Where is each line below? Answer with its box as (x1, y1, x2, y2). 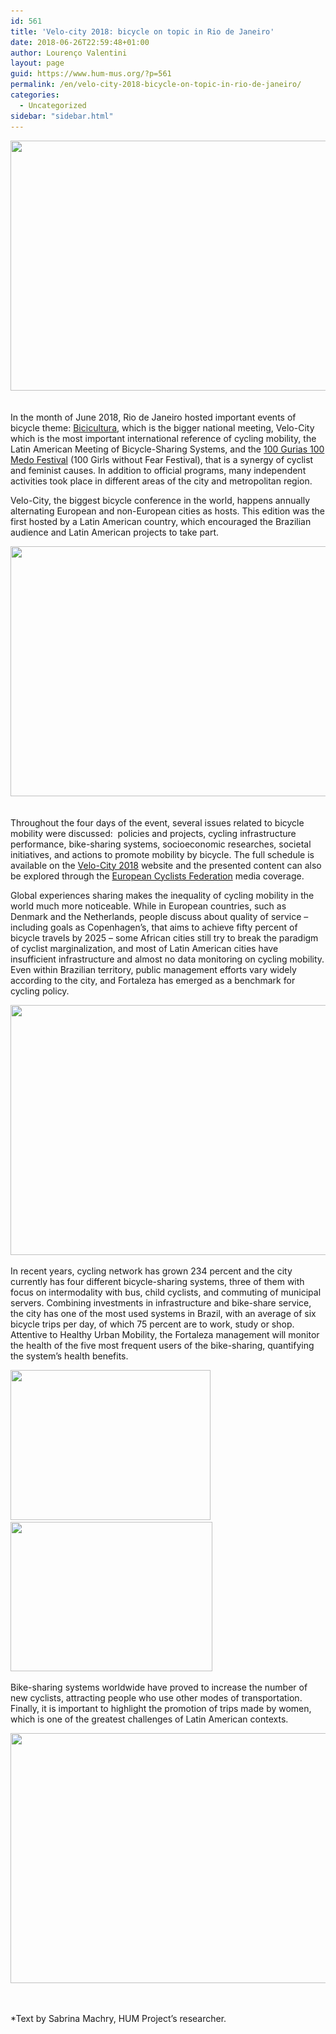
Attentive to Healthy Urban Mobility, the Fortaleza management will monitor (10, 1328, 320, 1340)
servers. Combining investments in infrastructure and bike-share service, (10, 1296, 312, 1309)
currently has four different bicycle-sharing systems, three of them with (10, 1275, 305, 1287)
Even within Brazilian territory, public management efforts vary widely (10, 963, 297, 975)
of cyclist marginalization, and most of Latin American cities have (10, 942, 279, 954)
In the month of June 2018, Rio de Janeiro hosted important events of (10, 411, 297, 423)
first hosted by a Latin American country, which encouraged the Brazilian (10, 515, 312, 527)
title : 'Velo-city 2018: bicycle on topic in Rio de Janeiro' (10, 26, 275, 37)
